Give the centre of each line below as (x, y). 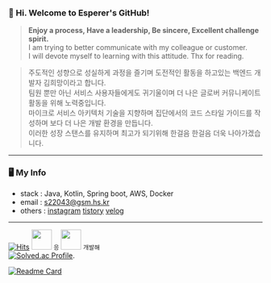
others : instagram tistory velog (72, 210)
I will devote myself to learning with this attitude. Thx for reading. (136, 56)
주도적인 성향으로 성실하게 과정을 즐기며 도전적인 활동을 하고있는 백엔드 (140, 73)
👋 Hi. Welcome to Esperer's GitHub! (79, 13)
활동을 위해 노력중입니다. (67, 103)
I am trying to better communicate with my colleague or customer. (138, 48)
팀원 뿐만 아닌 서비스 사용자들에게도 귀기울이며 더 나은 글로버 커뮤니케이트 (144, 93)
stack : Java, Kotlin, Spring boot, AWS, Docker (97, 194)
